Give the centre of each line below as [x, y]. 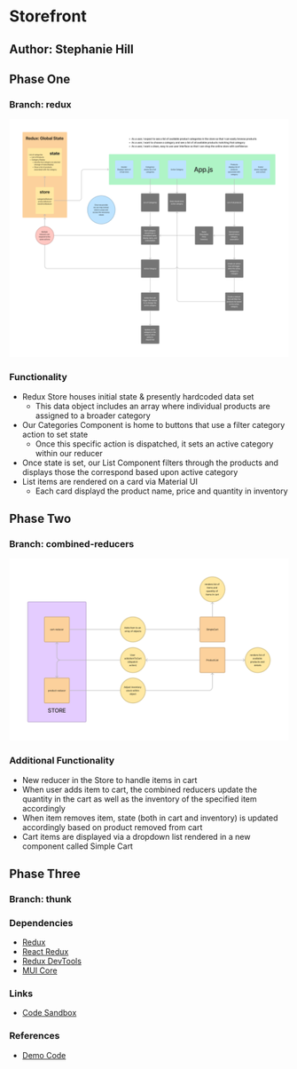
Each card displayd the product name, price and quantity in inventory [161, 491]
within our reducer [69, 453]
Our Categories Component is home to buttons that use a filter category [153, 424]
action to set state [55, 434]
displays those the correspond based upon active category [130, 471]
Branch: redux [41, 104]
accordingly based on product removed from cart [112, 827]
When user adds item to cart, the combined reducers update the [139, 789]
